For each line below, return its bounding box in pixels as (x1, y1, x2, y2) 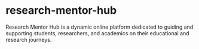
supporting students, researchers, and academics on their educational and (5, 29, 189, 36)
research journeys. (5, 36, 52, 43)
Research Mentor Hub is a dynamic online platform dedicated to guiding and (5, 23, 194, 30)
